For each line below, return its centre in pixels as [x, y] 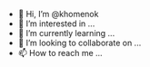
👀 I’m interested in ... [56, 24]
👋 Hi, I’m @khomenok [58, 14]
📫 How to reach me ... [60, 53]
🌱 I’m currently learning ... [66, 33]
